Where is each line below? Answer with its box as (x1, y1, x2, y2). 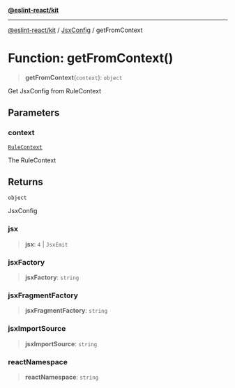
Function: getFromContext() (8, 50, 174, 66)
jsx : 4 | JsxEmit (24, 240, 68, 248)
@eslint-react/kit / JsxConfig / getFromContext (8, 26, 143, 34)
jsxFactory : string (24, 273, 79, 281)
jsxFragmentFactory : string (24, 306, 108, 315)
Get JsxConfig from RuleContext (8, 86, 102, 95)
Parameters (8, 107, 60, 119)
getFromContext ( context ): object (24, 73, 123, 82)
